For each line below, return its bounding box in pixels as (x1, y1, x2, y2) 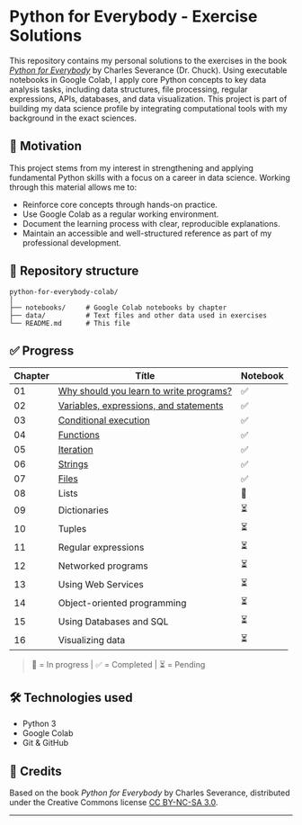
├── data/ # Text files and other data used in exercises (9, 310, 268, 320)
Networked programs (58, 560, 148, 572)
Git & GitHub (22, 738, 69, 749)
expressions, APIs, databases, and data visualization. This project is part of (9, 93, 288, 104)
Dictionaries (58, 504, 110, 516)
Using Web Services (58, 578, 144, 590)
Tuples (58, 522, 87, 534)
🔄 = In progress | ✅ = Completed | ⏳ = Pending (31, 659, 206, 670)
